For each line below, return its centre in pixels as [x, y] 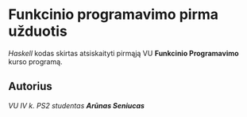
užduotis [38, 31]
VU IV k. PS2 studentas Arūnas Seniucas [77, 105]
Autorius [31, 87]
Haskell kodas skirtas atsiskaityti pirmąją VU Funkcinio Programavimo [124, 53]
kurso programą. [35, 62]
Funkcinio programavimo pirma [114, 15]
